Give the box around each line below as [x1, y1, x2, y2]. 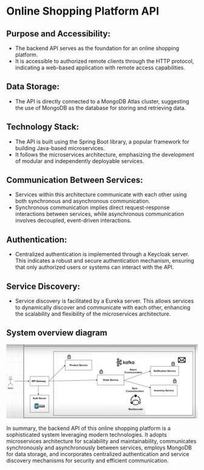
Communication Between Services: [6, 175, 143, 185]
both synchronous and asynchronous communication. [15, 198, 151, 205]
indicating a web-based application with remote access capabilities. [15, 64, 185, 71]
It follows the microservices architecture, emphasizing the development [15, 151, 194, 158]
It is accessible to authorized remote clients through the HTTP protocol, [15, 58, 194, 64]
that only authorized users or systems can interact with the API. [15, 263, 174, 271]
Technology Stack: [6, 122, 80, 132]
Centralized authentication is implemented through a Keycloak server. [15, 251, 189, 258]
